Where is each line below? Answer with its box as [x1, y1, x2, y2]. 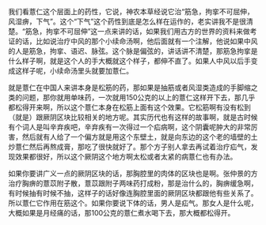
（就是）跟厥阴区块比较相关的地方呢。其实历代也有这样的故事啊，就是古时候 [8, 113, 258, 122]
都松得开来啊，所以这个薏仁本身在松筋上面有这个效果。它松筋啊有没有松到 [8, 103, 251, 112]
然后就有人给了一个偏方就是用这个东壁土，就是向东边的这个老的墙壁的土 [21, 133, 258, 141]
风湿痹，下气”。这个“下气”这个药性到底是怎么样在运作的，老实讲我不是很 [8, 17, 247, 26]
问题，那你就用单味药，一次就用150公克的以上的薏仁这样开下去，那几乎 [21, 93, 256, 102]
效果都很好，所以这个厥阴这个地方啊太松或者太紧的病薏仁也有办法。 [14, 152, 237, 161]
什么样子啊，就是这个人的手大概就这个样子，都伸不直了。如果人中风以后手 [8, 56, 251, 66]
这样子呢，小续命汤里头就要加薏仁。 [14, 66, 133, 75]
